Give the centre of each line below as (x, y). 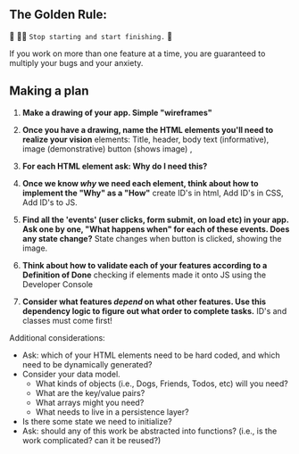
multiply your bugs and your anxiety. (76, 62)
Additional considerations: (57, 337)
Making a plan (49, 91)
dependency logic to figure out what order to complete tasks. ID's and (154, 310)
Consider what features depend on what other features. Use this (144, 301)
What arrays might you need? (90, 402)
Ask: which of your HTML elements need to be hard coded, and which (151, 355)
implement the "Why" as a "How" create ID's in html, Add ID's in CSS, (153, 193)
